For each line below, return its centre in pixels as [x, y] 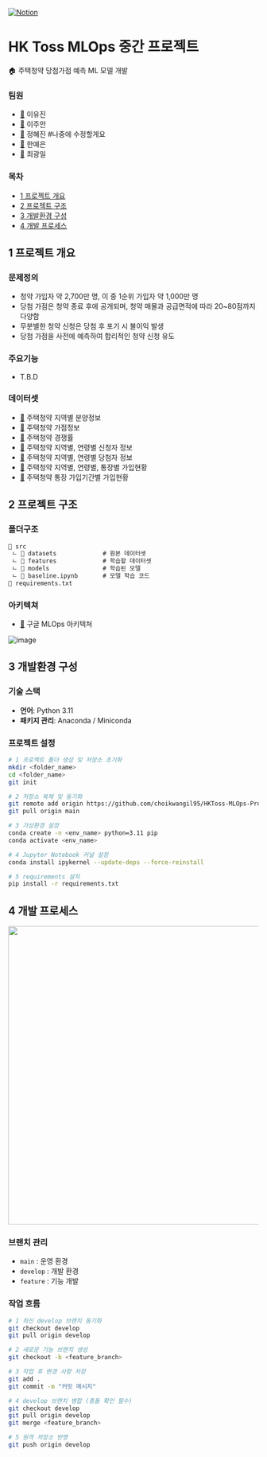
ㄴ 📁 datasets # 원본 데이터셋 [79, 554]
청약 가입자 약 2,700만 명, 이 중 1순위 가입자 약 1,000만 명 [109, 296]
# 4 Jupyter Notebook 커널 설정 [58, 855]
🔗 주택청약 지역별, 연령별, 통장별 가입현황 [83, 467]
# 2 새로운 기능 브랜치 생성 [48, 1350]
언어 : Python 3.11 [46, 710]
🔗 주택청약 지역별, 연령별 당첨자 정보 [76, 457]
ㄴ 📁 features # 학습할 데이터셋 [81, 561]
